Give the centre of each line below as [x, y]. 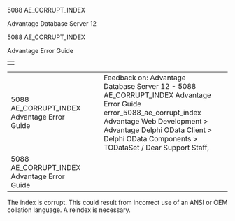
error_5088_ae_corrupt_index [152, 113]
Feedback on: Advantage [145, 78]
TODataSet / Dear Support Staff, [157, 148]
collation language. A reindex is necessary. [69, 210]
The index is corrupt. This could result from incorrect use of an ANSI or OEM [117, 202]
